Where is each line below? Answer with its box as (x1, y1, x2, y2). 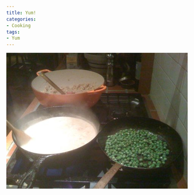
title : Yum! (6, 10, 36, 16)
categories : (6, 16, 36, 22)
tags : (6, 29, 20, 35)
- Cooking (6, 22, 31, 28)
